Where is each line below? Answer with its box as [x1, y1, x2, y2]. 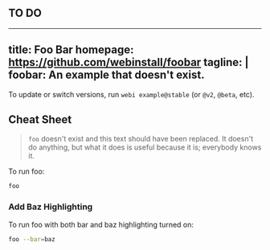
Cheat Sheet [8, 113, 72, 127]
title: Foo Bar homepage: [8, 43, 134, 57]
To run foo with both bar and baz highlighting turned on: [8, 219, 194, 229]
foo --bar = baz [8, 235, 56, 244]
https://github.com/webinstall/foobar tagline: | [8, 55, 249, 69]
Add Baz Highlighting [8, 201, 93, 212]
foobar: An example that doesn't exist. [8, 68, 205, 82]
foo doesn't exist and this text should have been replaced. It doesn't [27, 134, 254, 144]
